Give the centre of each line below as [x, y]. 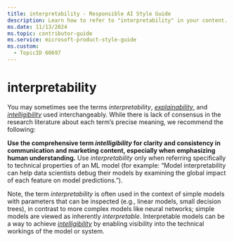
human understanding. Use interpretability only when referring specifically [117, 158]
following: [21, 129]
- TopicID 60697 [37, 53]
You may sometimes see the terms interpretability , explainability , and [108, 107]
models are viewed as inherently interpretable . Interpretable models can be [116, 216]
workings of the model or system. [56, 231]
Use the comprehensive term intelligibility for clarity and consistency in [114, 143]
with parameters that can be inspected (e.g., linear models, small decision [114, 201]
